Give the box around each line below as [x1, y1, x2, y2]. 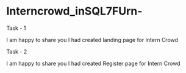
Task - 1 [6, 24, 26, 32]
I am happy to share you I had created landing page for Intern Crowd [6, 36, 179, 43]
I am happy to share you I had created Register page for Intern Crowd [6, 60, 181, 67]
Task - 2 [6, 47, 27, 55]
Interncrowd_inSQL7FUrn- [6, 4, 143, 18]
